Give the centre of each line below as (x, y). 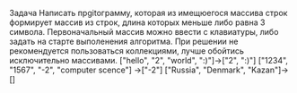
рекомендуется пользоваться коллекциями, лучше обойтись (127, 51)
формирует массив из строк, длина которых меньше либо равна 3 (137, 22)
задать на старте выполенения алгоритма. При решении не (124, 41)
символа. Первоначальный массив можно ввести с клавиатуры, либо (144, 32)
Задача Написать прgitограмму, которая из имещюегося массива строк (148, 13)
